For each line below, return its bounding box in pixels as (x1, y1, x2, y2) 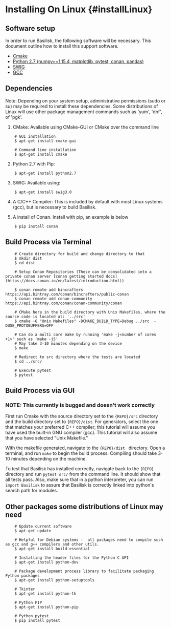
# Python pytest (14, 614, 50, 619)
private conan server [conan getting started (5, 274, 104, 279)
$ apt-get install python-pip (14, 604, 79, 610)
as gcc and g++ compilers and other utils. (5, 542, 100, 547)
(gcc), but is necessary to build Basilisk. (12, 204, 97, 210)
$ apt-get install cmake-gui (14, 138, 77, 143)
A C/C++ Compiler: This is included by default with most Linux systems (12, 198, 163, 204)
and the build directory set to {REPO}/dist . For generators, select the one (5, 418, 159, 425)
